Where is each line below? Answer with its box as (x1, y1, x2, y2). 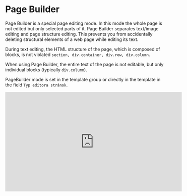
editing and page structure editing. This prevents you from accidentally (5, 31, 153, 37)
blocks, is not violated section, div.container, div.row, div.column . (5, 52, 150, 58)
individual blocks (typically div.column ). (5, 67, 87, 73)
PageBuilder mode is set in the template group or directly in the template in (5, 76, 161, 82)
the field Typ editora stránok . (5, 82, 68, 88)
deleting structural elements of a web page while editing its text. (5, 36, 139, 42)
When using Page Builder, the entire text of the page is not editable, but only (5, 61, 164, 67)
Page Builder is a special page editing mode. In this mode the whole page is (5, 20, 162, 26)
